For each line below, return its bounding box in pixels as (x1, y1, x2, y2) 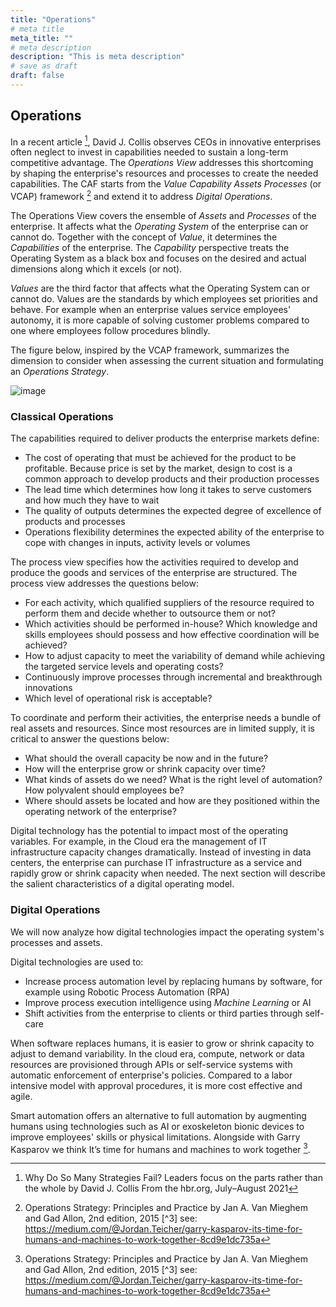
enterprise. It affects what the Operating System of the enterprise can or (10, 221, 309, 232)
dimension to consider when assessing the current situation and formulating (10, 355, 324, 366)
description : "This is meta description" (10, 52, 186, 62)
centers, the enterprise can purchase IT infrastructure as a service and (10, 857, 303, 869)
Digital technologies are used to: (10, 956, 144, 968)
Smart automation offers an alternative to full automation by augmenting (10, 1109, 307, 1121)
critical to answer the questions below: (10, 733, 170, 745)
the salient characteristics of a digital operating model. (10, 878, 235, 890)
